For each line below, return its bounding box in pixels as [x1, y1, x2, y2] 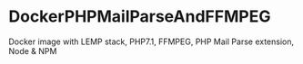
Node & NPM [8, 45, 57, 56]
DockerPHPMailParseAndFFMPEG [8, 6, 271, 27]
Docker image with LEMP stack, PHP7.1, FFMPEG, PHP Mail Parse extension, [8, 36, 295, 47]
